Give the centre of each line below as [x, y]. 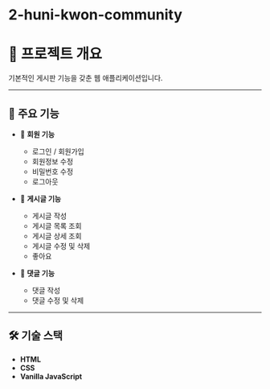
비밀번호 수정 [53, 172]
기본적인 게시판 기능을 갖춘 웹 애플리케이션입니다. [86, 78]
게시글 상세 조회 [57, 236]
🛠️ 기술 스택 [35, 336]
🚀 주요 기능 [34, 113]
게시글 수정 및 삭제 [61, 246]
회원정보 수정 [53, 161]
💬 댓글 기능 [37, 273]
